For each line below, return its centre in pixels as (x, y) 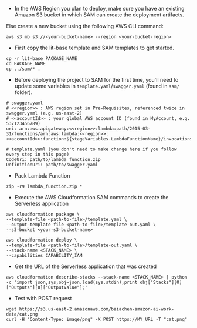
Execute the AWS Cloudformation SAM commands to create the (91, 197)
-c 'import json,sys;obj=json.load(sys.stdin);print (72, 282)
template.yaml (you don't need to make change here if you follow (94, 149)
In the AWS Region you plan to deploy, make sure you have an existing (99, 9)
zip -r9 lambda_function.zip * (44, 186)
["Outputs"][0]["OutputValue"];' (47, 287)
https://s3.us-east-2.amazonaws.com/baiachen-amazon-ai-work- (97, 309)
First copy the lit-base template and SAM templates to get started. (94, 48)
